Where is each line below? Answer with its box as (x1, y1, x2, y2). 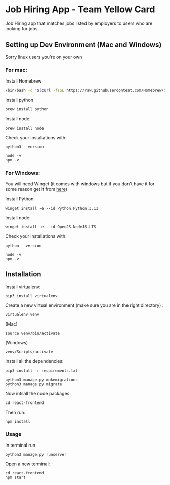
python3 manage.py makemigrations (5, 377, 78, 382)
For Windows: (5, 169, 40, 176)
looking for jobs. (5, 25, 39, 31)
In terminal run (5, 442, 35, 449)
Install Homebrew (5, 78, 42, 84)
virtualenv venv (5, 312, 39, 317)
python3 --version (5, 144, 44, 149)
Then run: (5, 409, 26, 415)
